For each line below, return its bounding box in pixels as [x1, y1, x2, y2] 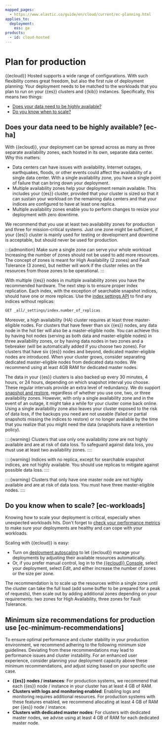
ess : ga [14, 26, 30, 31]
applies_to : [5, 16, 30, 21]
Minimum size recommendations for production [5, 615, 155, 624]
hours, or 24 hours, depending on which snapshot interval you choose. [5, 379, 150, 385]
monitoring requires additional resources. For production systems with [12, 694, 156, 700]
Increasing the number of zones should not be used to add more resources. [5, 251, 159, 258]
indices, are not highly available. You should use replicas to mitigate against [5, 462, 159, 468]
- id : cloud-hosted [9, 35, 50, 40]
